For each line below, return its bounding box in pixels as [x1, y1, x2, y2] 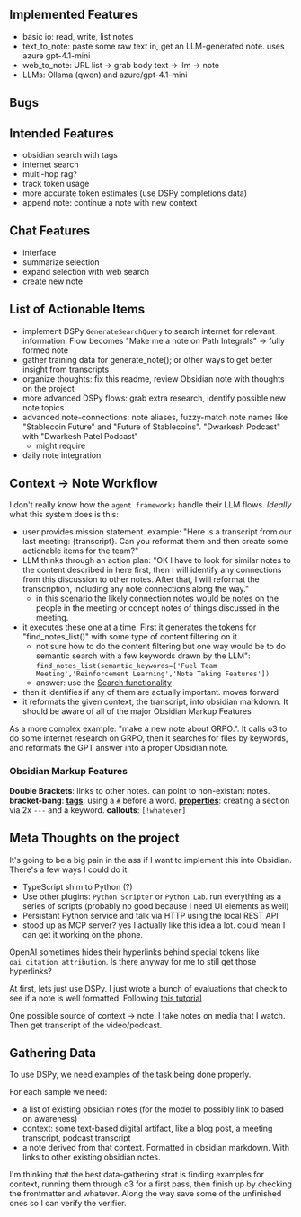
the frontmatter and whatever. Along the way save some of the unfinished [9, 1188, 282, 1199]
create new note [22, 276, 84, 287]
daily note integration [22, 449, 102, 461]
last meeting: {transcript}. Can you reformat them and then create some [22, 536, 288, 547]
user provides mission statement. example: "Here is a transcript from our [22, 526, 292, 537]
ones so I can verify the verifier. [9, 1198, 127, 1209]
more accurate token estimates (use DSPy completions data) [22, 188, 248, 198]
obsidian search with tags [22, 150, 119, 161]
